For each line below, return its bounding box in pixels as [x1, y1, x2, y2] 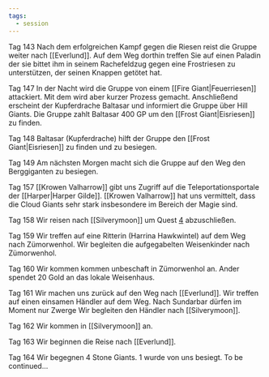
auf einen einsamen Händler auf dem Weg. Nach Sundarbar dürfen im [8, 297, 242, 306]
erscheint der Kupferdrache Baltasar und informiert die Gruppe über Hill [8, 101, 249, 110]
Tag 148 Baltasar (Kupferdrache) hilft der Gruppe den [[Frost [8, 133, 211, 143]
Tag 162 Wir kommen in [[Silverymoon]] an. [8, 321, 153, 331]
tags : [8, 11, 27, 20]
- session [15, 19, 49, 28]
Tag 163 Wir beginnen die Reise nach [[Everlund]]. [8, 336, 177, 346]
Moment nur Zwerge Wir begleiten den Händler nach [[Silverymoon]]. [8, 305, 241, 315]
